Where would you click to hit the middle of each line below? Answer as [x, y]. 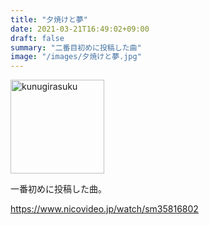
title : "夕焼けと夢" [49, 19]
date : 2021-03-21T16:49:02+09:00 [80, 29]
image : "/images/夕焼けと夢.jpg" [76, 57]
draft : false [37, 38]
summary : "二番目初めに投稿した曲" [76, 47]
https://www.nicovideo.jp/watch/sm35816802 [104, 209]
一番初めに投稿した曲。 [58, 189]
